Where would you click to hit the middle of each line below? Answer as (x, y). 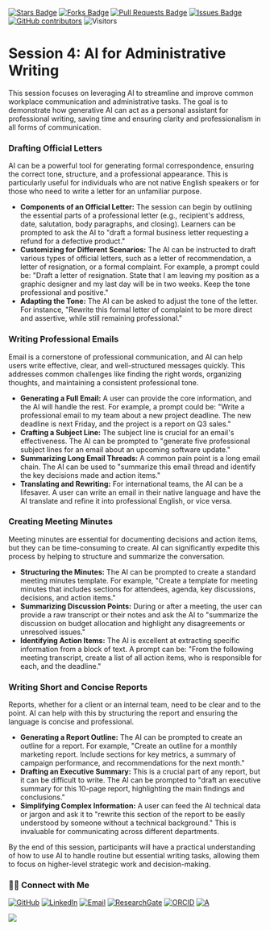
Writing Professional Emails (64, 339)
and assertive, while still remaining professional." (101, 318)
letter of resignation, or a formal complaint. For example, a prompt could (139, 267)
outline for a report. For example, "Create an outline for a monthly (129, 746)
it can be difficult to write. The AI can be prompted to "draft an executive (140, 780)
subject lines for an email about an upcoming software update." (125, 449)
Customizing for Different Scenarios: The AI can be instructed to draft (138, 250)
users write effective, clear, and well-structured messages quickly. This (127, 365)
